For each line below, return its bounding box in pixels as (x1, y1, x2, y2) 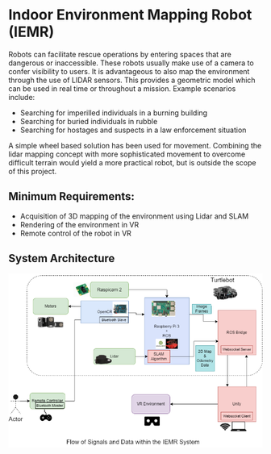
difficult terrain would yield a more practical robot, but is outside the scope (8, 157, 256, 167)
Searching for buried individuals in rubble (19, 116, 158, 126)
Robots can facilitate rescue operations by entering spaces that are (8, 49, 231, 59)
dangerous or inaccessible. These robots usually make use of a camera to (8, 58, 254, 68)
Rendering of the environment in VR (19, 219, 140, 229)
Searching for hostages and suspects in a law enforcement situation (19, 125, 247, 135)
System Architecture (8, 252, 115, 265)
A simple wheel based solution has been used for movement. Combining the (8, 140, 262, 150)
